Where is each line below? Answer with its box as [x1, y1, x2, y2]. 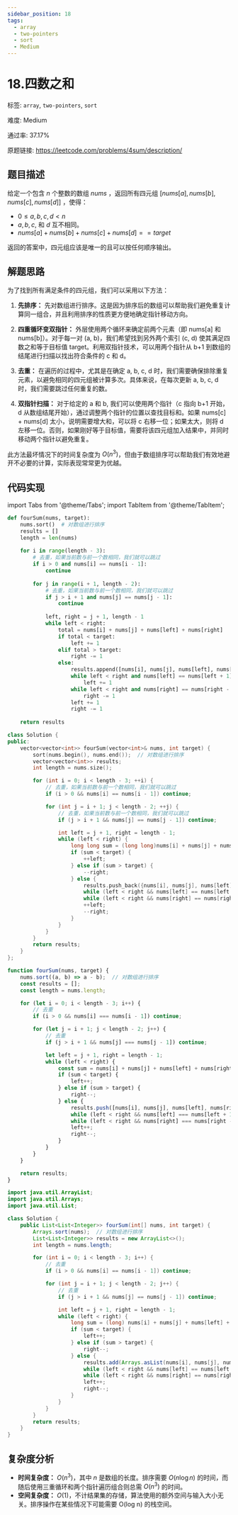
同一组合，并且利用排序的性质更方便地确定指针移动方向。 [23, 310, 192, 318]
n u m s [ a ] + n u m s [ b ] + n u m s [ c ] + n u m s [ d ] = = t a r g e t [17, 228, 171, 237]
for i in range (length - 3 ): [20, 547, 106, 555]
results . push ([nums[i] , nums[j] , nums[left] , [70, 1104, 208, 1111]
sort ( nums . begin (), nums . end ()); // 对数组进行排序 [33, 751, 184, 758]
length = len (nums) [20, 534, 78, 541]
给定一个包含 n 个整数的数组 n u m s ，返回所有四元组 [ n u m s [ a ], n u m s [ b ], [7, 188, 216, 197]
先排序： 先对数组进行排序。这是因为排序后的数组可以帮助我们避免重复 [17, 300, 225, 309]
